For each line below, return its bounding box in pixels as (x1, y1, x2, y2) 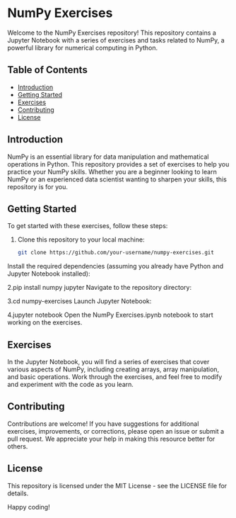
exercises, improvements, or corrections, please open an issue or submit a (7, 427, 225, 435)
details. (7, 489, 29, 497)
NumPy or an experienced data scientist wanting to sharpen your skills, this (7, 175, 228, 184)
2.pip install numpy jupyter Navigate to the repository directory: (7, 283, 192, 292)
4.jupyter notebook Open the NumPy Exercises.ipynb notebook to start (7, 310, 213, 320)
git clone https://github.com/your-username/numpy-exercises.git (17, 249, 214, 257)
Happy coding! (7, 502, 51, 511)
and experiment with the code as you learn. (7, 381, 134, 389)
